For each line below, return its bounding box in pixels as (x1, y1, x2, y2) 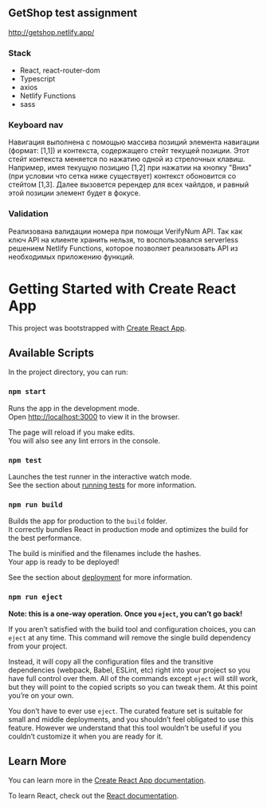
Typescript (19, 74, 56, 84)
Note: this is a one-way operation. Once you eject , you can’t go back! (8, 609, 243, 618)
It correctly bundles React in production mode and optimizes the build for (8, 525, 249, 534)
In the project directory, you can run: (8, 367, 128, 377)
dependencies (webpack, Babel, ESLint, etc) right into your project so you (8, 665, 251, 675)
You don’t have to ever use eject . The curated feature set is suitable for (8, 706, 243, 715)
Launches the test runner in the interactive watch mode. (8, 472, 193, 482)
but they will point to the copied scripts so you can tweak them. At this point (8, 682, 257, 692)
